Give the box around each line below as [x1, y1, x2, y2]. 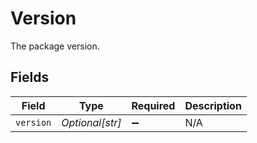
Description [184, 98, 242, 112]
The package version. [10, 40, 100, 52]
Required [131, 98, 176, 112]
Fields [10, 69, 50, 86]
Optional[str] [61, 115, 122, 129]
